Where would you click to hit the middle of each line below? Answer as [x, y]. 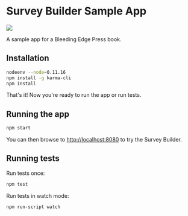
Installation [28, 58]
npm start [19, 128]
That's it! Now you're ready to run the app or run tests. [74, 95]
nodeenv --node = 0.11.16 [36, 72]
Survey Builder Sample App [76, 11]
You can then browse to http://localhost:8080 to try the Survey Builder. [94, 140]
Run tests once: [26, 173]
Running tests [33, 159]
